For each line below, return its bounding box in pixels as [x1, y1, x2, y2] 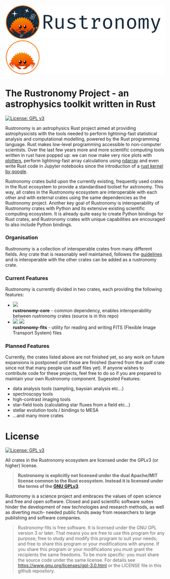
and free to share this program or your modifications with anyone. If [17, 541, 160, 547]
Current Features [5, 274, 49, 282]
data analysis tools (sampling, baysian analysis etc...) [12, 385, 124, 392]
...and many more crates [12, 412, 64, 419]
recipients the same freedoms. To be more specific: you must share [17, 552, 159, 558]
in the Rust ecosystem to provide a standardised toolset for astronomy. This [5, 183, 164, 189]
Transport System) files [12, 330, 62, 336]
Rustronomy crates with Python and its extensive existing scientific [5, 205, 146, 211]
